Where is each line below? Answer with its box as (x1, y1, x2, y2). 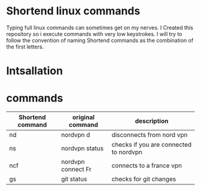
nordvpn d (60, 131, 90, 139)
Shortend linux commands (6, 4, 141, 18)
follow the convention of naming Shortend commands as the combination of (6, 37, 194, 44)
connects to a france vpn (111, 162, 182, 170)
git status (60, 175, 87, 183)
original (72, 113, 95, 122)
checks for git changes (111, 175, 176, 183)
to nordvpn (111, 148, 142, 156)
